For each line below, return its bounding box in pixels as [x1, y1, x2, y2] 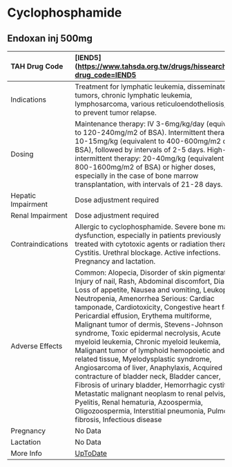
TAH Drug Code [10, 62, 64, 71]
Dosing [10, 149, 34, 158]
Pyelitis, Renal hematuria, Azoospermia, [75, 398, 203, 407]
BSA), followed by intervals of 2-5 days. [75, 145, 206, 154]
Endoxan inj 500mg [7, 33, 93, 44]
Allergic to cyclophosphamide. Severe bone [75, 222, 216, 231]
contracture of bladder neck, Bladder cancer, [75, 372, 221, 381]
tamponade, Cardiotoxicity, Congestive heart [75, 302, 220, 312]
